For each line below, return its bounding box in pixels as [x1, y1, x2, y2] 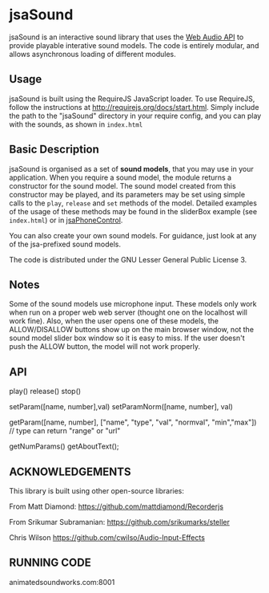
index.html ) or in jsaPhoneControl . [9, 215, 123, 225]
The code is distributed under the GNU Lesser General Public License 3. [9, 254, 247, 264]
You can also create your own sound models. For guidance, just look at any [9, 230, 257, 240]
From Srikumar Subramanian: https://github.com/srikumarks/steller [9, 518, 231, 526]
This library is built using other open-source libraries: [9, 486, 185, 495]
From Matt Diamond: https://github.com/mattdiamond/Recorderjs [9, 502, 223, 511]
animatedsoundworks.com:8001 [9, 577, 115, 587]
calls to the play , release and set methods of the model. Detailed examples [9, 198, 257, 208]
